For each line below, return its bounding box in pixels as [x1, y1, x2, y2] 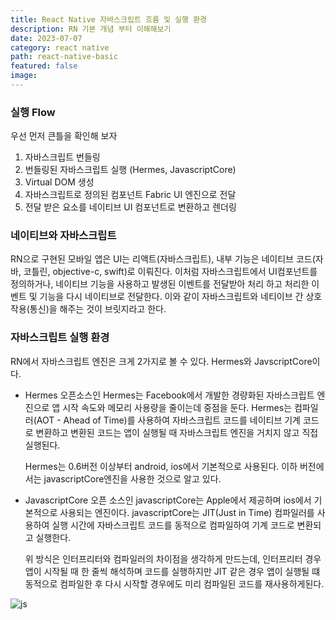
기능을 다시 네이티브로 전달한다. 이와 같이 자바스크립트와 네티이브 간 [39, 291, 304, 303]
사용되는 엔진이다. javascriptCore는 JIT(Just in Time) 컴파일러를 [59, 506, 315, 518]
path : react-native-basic [10, 52, 118, 62]
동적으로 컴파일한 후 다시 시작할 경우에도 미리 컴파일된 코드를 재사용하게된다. [24, 577, 325, 590]
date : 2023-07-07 [10, 33, 83, 43]
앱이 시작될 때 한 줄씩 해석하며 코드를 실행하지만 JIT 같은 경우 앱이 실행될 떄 [24, 565, 321, 577]
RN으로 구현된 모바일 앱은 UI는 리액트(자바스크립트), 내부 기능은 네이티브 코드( [10, 253, 316, 265]
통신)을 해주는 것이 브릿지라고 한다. [29, 303, 167, 315]
